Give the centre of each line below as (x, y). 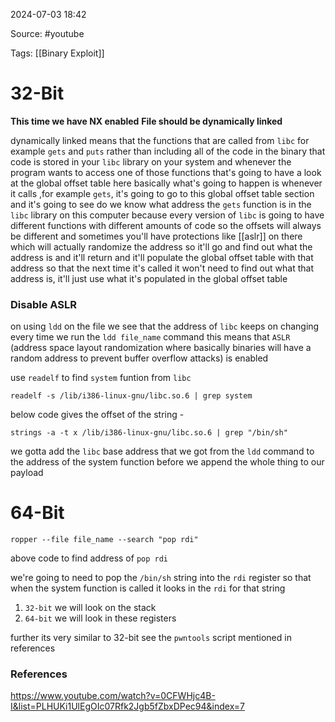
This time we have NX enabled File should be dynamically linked (146, 121)
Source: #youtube (47, 33)
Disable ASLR (43, 304)
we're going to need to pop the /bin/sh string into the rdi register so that (161, 578)
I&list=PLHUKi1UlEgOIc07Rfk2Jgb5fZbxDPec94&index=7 (127, 706)
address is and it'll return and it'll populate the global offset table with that (162, 257)
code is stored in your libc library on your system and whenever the (151, 161)
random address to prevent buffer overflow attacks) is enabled (139, 358)
